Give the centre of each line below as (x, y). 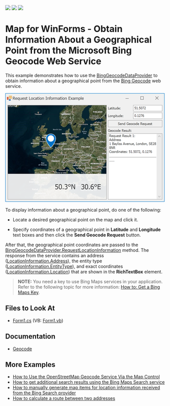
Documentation (30, 337)
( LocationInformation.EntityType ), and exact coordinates (64, 266)
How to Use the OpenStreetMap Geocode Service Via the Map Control (86, 377)
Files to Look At (30, 308)
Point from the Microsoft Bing (69, 50)
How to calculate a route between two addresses (64, 398)
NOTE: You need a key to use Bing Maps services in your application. (90, 281)
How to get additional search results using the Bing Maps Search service (89, 382)
